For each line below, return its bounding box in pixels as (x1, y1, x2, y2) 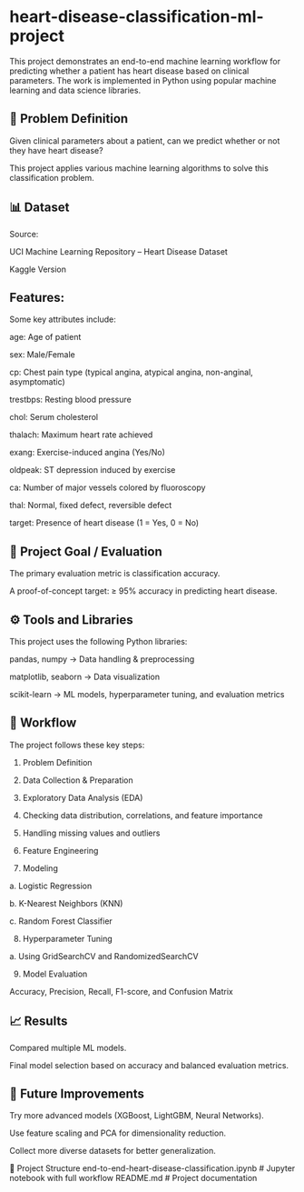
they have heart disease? (9, 145, 103, 155)
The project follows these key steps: (9, 739, 145, 750)
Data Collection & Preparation (22, 775, 133, 786)
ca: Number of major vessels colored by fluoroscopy (9, 482, 206, 493)
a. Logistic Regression (9, 880, 93, 891)
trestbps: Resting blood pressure (9, 394, 132, 406)
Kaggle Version (9, 264, 66, 275)
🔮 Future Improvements (9, 1087, 145, 1102)
